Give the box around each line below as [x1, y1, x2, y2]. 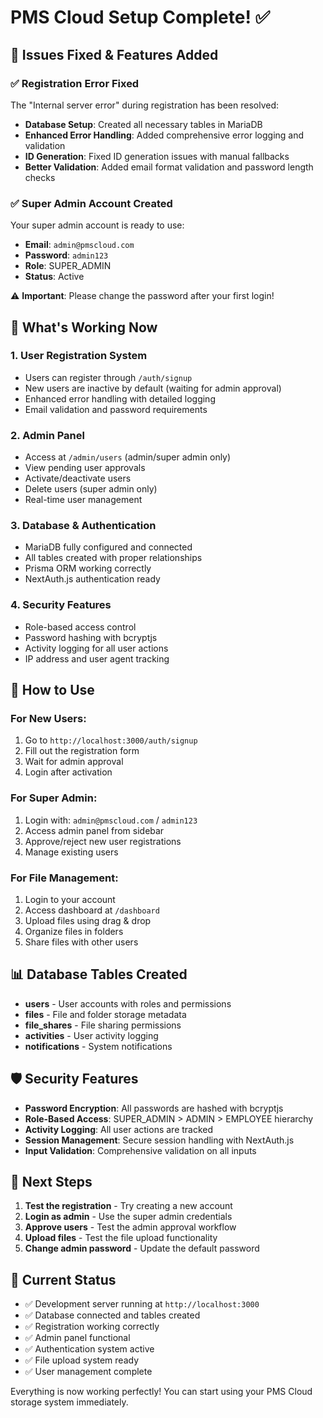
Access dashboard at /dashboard [24, 904, 160, 916]
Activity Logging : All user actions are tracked [24, 1123, 214, 1135]
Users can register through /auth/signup [24, 371, 193, 383]
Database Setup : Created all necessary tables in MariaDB [24, 118, 263, 130]
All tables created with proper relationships [24, 552, 203, 564]
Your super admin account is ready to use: [10, 219, 185, 231]
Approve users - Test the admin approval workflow [24, 1221, 237, 1233]
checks [24, 171, 56, 183]
